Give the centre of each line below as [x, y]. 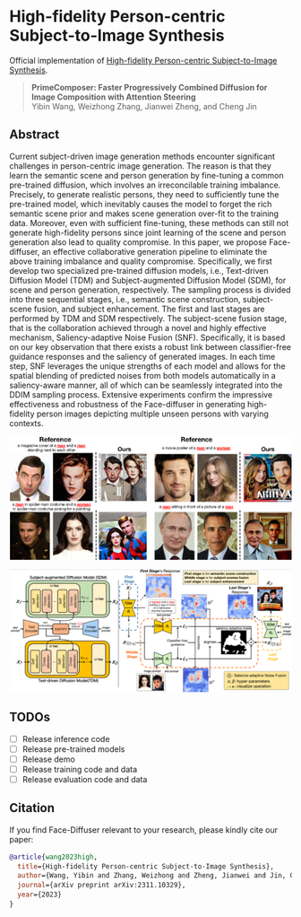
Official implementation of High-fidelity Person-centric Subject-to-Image [143, 60]
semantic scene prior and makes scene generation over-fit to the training [144, 214]
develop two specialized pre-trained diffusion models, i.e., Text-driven [139, 270]
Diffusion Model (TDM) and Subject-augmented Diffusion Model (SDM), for [148, 280]
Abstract [34, 135]
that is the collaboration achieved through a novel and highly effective [138, 327]
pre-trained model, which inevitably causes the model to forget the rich [141, 204]
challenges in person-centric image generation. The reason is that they [140, 166]
